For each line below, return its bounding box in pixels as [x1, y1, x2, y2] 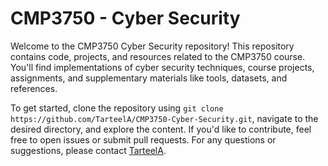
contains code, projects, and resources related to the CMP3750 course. [10, 50, 306, 62]
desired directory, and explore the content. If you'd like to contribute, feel [10, 123, 312, 135]
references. [10, 82, 58, 94]
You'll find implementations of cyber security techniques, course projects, [10, 61, 315, 73]
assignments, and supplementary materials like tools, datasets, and [10, 72, 288, 84]
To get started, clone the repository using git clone [10, 102, 224, 114]
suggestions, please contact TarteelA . [10, 144, 167, 156]
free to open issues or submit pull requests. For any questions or [10, 133, 277, 146]
